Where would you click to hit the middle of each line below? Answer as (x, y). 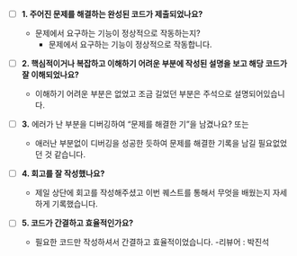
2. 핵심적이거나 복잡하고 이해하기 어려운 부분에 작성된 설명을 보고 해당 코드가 (154, 64)
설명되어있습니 (260, 94)
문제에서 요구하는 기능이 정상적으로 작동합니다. (130, 45)
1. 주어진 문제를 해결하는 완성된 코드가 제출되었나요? (112, 14)
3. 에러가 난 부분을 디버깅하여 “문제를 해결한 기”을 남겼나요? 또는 (135, 124)
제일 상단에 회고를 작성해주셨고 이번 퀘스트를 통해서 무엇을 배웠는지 (153, 193)
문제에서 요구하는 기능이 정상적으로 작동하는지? (117, 33)
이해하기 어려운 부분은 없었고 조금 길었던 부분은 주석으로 (134, 94)
